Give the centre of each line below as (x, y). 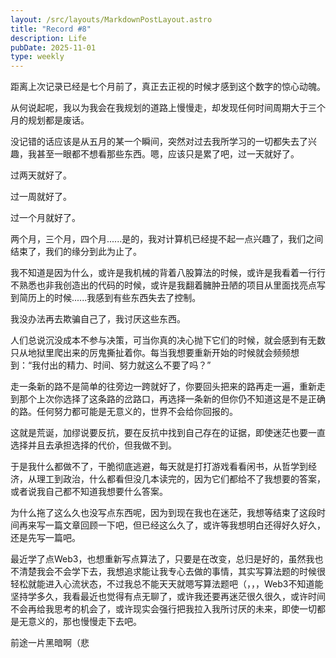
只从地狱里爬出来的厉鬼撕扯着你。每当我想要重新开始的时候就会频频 (150, 353)
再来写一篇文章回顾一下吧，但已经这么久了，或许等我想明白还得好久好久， (172, 525)
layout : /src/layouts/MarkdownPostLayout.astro (111, 19)
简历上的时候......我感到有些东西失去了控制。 (110, 298)
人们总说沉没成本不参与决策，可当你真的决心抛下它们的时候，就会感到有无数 (168, 340)
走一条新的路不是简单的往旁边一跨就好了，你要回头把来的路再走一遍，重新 (163, 387)
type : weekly (37, 57)
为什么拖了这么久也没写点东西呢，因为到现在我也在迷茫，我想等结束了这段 (163, 513)
